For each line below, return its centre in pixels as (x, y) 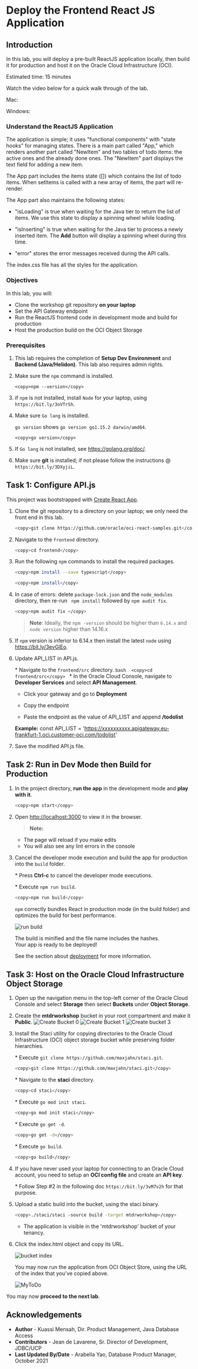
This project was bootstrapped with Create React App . (72, 499)
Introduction (30, 45)
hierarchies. (29, 1046)
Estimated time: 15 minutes (39, 77)
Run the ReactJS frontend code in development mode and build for (96, 317)
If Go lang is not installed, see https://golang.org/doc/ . (80, 448)
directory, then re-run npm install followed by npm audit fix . (91, 601)
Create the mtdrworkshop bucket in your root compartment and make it (103, 1016)
